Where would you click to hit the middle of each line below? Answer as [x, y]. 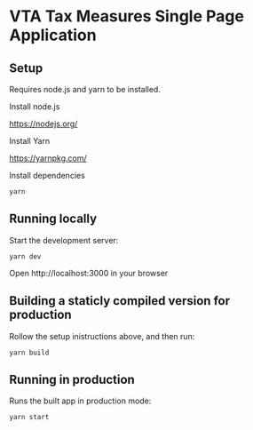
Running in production [72, 380]
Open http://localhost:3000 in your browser [89, 273]
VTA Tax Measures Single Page [126, 16]
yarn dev [25, 256]
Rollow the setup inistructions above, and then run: [102, 336]
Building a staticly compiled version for [120, 301]
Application [53, 35]
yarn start [29, 418]
